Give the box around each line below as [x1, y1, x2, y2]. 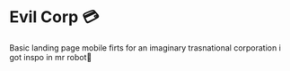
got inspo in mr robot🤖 [9, 51, 92, 62]
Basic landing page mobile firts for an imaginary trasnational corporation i [9, 42, 281, 53]
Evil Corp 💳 [9, 7, 100, 28]
